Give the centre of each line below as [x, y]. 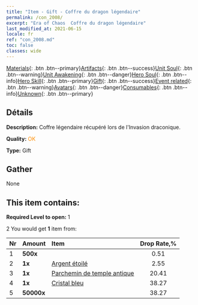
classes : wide [24, 51]
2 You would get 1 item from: [41, 229]
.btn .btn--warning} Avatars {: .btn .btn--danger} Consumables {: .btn [89, 87]
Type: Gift [19, 150]
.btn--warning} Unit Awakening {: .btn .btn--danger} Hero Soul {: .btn [89, 74]
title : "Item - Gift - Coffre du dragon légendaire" [73, 12]
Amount [34, 244]
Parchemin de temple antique [93, 273]
